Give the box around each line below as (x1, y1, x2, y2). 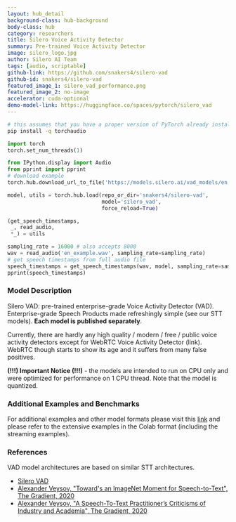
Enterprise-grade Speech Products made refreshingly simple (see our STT (7, 309, 223, 318)
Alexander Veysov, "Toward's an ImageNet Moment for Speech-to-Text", (17, 484, 228, 492)
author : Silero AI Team (7, 56, 77, 63)
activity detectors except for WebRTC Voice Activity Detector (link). (7, 338, 202, 346)
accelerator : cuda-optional (7, 96, 90, 103)
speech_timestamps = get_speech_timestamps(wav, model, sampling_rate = (7, 263, 221, 270)
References (7, 448, 48, 457)
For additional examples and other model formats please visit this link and (7, 415, 221, 424)
